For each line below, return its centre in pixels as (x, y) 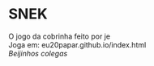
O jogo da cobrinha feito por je (60, 36)
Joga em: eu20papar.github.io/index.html (77, 44)
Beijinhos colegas (38, 53)
